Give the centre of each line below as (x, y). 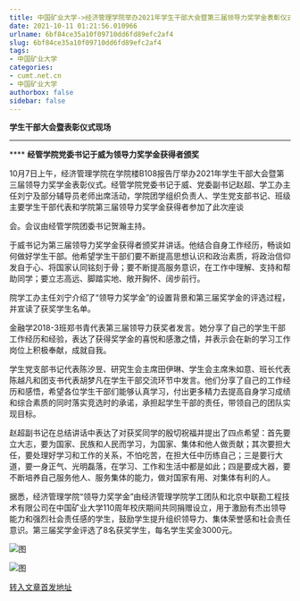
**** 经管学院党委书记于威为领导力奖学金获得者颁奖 (104, 155)
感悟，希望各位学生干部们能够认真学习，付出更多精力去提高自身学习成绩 (158, 392)
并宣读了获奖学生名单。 (52, 309)
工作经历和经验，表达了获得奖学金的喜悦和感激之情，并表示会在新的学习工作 (150, 339)
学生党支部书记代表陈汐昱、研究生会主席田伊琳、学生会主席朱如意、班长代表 (150, 369)
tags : (19, 51)
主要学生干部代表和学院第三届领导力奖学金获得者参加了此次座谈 (126, 207)
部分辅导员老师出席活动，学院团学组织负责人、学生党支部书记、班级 (165, 196)
